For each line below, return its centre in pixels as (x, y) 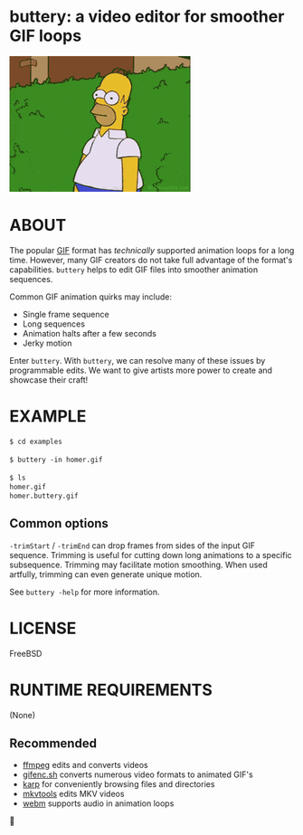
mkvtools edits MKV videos (73, 794)
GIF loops (46, 36)
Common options (59, 523)
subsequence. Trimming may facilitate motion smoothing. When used (139, 565)
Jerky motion (47, 343)
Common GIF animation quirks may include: (90, 297)
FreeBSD (26, 653)
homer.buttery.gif (44, 496)
